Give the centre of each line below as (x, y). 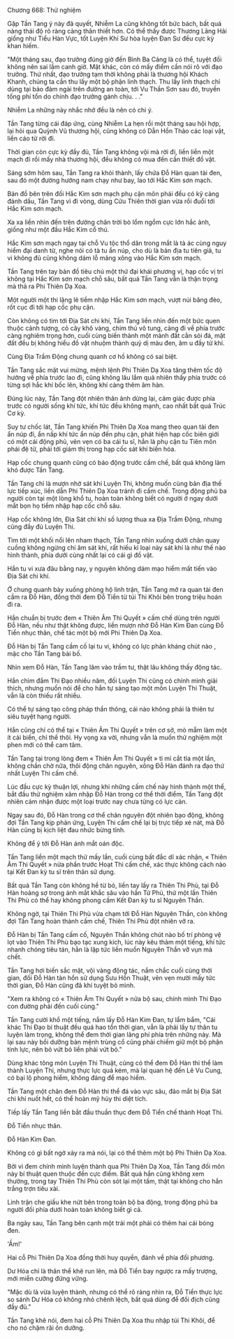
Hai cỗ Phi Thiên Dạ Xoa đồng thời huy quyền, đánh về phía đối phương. (111, 1257)
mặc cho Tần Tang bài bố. (45, 653)
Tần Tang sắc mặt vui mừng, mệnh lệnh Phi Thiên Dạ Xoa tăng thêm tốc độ (115, 370)
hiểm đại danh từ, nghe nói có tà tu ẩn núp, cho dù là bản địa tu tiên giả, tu (114, 250)
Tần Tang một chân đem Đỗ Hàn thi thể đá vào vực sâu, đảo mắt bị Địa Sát (114, 1091)
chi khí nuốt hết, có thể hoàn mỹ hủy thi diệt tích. (78, 1098)
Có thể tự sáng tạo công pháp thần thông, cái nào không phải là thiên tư (111, 709)
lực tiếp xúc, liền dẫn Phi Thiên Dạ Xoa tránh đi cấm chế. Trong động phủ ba (117, 491)
